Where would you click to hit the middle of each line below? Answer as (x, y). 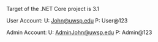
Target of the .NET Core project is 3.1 (53, 9)
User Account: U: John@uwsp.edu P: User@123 (67, 20)
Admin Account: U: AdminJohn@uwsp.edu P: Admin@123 (79, 32)
